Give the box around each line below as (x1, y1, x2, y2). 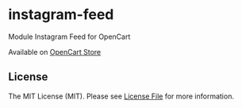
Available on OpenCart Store (8, 47, 102, 56)
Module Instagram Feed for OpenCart (8, 32, 131, 41)
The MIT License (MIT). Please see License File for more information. (8, 91, 234, 101)
